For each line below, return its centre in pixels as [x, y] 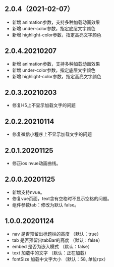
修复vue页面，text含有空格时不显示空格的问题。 [62, 198]
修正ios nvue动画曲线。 [36, 164]
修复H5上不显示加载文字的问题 [44, 105]
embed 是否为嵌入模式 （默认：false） [52, 246]
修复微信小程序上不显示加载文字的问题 [52, 134]
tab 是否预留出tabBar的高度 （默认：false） [57, 240]
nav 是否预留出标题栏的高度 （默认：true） [56, 234]
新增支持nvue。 [28, 192]
